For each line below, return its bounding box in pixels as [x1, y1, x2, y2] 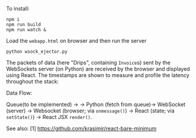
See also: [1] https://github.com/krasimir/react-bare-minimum [6, 125, 157, 132]
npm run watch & [6, 27, 46, 33]
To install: [6, 5, 30, 12]
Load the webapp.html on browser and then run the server [6, 37, 147, 44]
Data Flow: [6, 89, 33, 97]
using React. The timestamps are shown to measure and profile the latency [6, 72, 190, 79]
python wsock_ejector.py [6, 49, 68, 54]
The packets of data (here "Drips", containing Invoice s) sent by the [6, 59, 171, 66]
